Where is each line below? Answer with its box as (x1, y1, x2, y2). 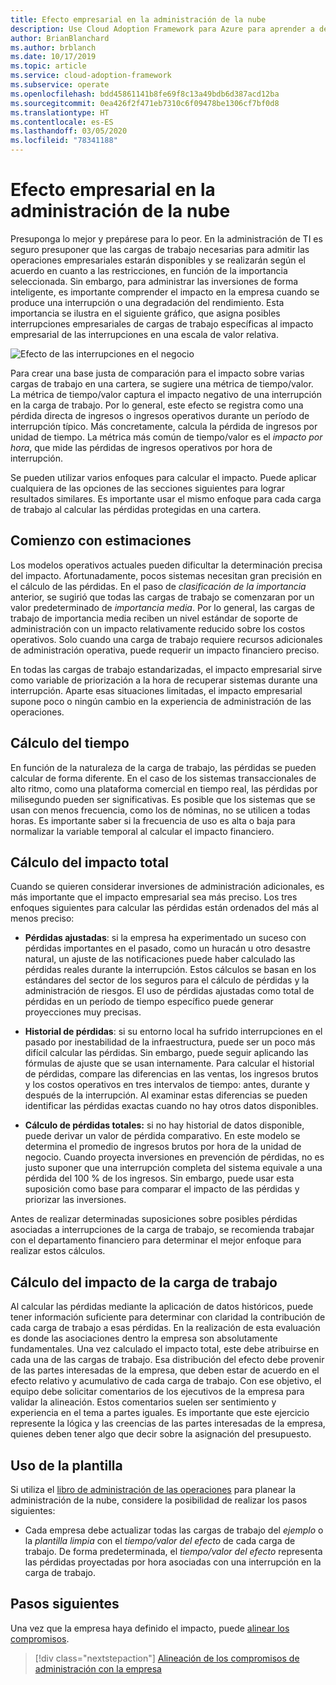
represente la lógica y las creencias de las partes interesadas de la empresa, (10, 1417, 326, 1430)
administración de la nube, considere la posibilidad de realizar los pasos (10, 1494, 308, 1506)
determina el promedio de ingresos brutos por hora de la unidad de (24, 1141, 302, 1153)
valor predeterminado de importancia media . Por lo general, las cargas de (10, 601, 315, 613)
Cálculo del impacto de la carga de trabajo (10, 1274, 278, 1291)
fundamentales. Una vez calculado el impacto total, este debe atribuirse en (10, 1343, 320, 1355)
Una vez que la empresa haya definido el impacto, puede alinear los (10, 1622, 290, 1634)
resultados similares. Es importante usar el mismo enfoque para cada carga (10, 492, 322, 505)
